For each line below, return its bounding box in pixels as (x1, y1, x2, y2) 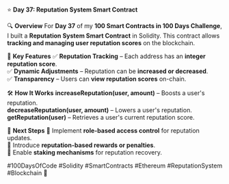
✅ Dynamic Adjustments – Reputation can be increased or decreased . (7, 67, 208, 75)
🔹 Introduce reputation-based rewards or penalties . (7, 141, 156, 149)
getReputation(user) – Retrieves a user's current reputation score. (7, 114, 195, 121)
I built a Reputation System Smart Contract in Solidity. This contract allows (7, 31, 220, 40)
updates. (7, 134, 32, 142)
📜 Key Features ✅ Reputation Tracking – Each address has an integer (7, 52, 206, 60)
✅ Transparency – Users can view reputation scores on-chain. (7, 75, 187, 83)
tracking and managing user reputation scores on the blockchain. (7, 39, 196, 47)
